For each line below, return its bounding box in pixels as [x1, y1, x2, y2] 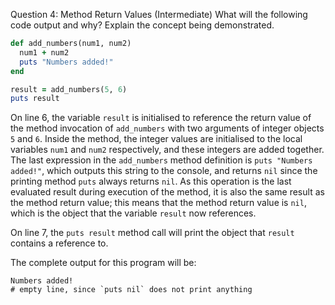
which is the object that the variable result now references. [10, 207, 257, 219]
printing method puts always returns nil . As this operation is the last [10, 175, 292, 188]
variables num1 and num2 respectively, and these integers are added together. [10, 144, 325, 156]
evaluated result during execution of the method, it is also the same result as [10, 186, 325, 198]
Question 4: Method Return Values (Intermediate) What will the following [10, 9, 308, 20]
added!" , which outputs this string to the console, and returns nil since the [10, 165, 318, 177]
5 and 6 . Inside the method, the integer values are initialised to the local [10, 133, 303, 145]
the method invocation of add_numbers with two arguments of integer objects [10, 122, 325, 134]
